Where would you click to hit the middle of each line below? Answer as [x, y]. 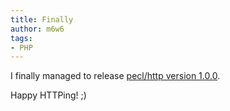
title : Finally [42, 19]
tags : [21, 38]
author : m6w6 [37, 29]
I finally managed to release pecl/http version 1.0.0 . [115, 76]
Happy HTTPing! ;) [48, 95]
